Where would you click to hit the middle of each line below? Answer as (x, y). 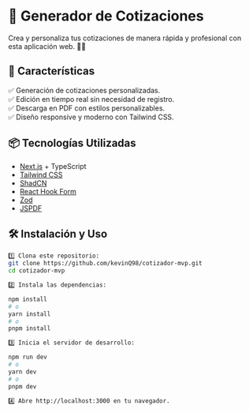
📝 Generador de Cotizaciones (106, 16)
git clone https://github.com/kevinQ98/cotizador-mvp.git (105, 264)
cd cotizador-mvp (37, 271)
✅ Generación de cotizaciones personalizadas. (84, 90)
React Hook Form (48, 191)
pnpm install (30, 329)
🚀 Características (52, 71)
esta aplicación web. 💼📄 (47, 46)
